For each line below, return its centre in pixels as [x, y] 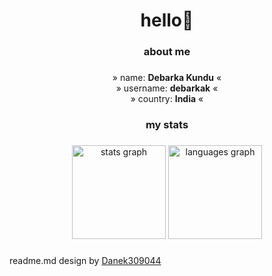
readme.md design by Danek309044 [85, 260]
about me [167, 52]
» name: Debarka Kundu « [167, 78]
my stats [167, 124]
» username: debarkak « [167, 88]
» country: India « [167, 99]
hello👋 [167, 20]
